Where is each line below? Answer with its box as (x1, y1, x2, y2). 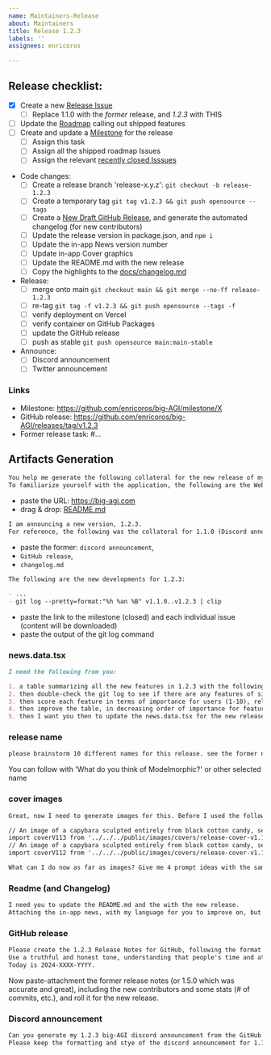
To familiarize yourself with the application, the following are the (8, 481, 251, 489)
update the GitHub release (31, 328, 120, 338)
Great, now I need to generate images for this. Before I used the (8, 811, 240, 820)
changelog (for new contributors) (31, 222, 143, 231)
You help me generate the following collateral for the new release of (8, 474, 254, 482)
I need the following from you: (8, 667, 117, 676)
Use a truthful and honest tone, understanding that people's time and (8, 954, 254, 962)
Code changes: (19, 172, 71, 181)
